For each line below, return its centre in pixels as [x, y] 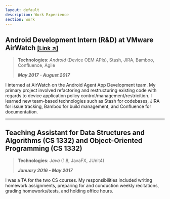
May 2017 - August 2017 [44, 75]
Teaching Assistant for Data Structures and [75, 132]
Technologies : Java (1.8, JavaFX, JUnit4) [61, 161]
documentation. [22, 112]
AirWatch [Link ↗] [32, 48]
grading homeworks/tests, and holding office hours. [59, 191]
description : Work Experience [37, 15]
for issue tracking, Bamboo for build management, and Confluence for [78, 106]
